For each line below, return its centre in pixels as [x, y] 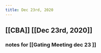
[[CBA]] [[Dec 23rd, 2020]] [49, 31]
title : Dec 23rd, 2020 [29, 10]
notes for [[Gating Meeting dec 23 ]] [51, 44]
